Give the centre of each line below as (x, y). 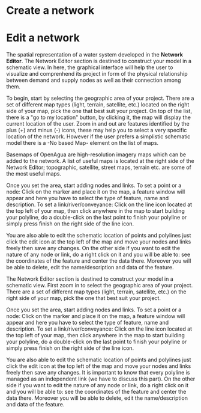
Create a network (50, 11)
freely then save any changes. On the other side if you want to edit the (93, 248)
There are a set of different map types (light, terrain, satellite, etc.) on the (97, 292)
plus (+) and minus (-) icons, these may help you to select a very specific (97, 130)
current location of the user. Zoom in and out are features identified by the (98, 124)
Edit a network (43, 38)
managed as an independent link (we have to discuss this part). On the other (101, 379)
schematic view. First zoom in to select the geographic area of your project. (100, 286)
